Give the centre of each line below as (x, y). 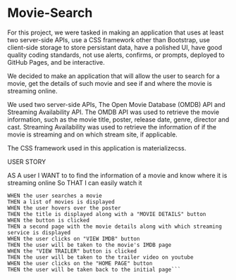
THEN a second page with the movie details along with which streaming (114, 227)
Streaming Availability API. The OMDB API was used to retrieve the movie (113, 112)
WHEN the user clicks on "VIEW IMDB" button (74, 238)
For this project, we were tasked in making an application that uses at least (116, 32)
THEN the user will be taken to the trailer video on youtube (100, 257)
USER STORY (27, 161)
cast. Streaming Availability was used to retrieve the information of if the (112, 127)
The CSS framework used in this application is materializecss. (97, 148)
